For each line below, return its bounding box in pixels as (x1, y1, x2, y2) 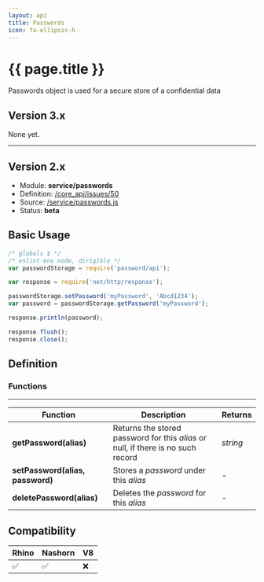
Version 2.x (8, 160, 66, 173)
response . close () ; (8, 335, 68, 343)
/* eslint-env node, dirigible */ (8, 256, 122, 264)
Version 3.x (8, 109, 66, 122)
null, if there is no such (112, 442, 196, 453)
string (221, 437, 244, 448)
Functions (8, 381, 47, 392)
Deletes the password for (112, 488, 207, 499)
